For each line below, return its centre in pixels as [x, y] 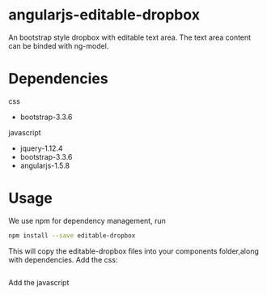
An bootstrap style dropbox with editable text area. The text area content [130, 37]
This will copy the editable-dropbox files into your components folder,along [133, 251]
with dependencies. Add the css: [63, 259]
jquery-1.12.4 [41, 148]
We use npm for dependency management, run [87, 220]
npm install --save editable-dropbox [72, 235]
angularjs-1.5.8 [45, 165]
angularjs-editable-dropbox [104, 15]
